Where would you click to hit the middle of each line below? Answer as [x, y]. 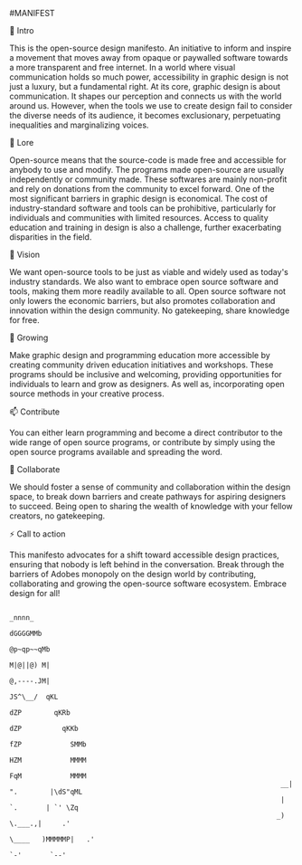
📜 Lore [22, 143]
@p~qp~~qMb [30, 650]
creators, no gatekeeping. [57, 516]
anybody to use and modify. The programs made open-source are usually [147, 170]
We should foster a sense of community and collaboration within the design [150, 487]
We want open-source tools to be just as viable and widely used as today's [149, 272]
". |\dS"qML [46, 792]
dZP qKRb [40, 713]
